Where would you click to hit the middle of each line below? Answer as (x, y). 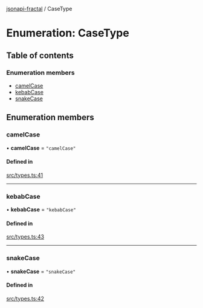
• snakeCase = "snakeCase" (41, 271)
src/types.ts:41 (25, 175)
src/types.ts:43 (25, 237)
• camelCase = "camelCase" (41, 148)
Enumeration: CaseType (68, 33)
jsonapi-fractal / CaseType (39, 9)
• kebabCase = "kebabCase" (41, 210)
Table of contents (40, 55)
